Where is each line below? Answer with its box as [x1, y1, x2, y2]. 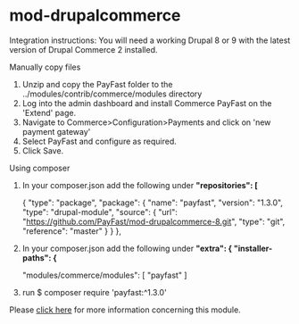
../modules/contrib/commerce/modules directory [21, 88, 203, 99]
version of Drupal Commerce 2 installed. [9, 44, 158, 54]
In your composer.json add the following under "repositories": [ [21, 179, 259, 190]
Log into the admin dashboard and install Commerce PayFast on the [21, 97, 272, 108]
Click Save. [21, 145, 64, 156]
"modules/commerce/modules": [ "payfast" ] [21, 270, 187, 280]
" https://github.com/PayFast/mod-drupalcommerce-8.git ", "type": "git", [21, 216, 286, 227]
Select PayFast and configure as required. [21, 136, 177, 146]
